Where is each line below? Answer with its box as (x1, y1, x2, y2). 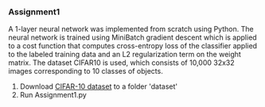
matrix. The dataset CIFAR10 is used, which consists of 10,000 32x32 (8, 58, 235, 67)
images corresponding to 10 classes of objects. (8, 67, 163, 76)
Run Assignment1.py (19, 90, 88, 100)
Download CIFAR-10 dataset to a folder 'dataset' (19, 82, 177, 91)
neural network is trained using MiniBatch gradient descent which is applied (8, 32, 257, 42)
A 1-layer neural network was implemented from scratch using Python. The (8, 25, 254, 34)
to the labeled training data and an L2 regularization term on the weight (8, 50, 241, 59)
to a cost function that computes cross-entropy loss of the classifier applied (8, 41, 257, 51)
